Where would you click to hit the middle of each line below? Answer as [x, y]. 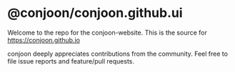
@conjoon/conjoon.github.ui [95, 13]
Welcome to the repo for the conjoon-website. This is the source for [107, 32]
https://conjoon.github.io [44, 40]
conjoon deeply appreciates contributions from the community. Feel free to [118, 54]
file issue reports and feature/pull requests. [71, 61]
